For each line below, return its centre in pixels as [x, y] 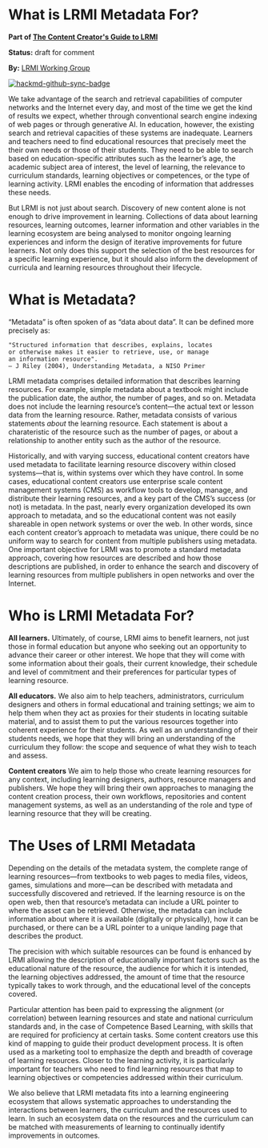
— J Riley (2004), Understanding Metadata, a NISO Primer [107, 366]
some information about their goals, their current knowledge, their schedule [133, 663]
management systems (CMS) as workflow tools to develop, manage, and [128, 490]
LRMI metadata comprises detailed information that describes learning [124, 381]
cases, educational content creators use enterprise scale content [116, 481]
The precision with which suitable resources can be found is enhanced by [130, 951]
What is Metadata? [72, 300]
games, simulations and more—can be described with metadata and [121, 885]
